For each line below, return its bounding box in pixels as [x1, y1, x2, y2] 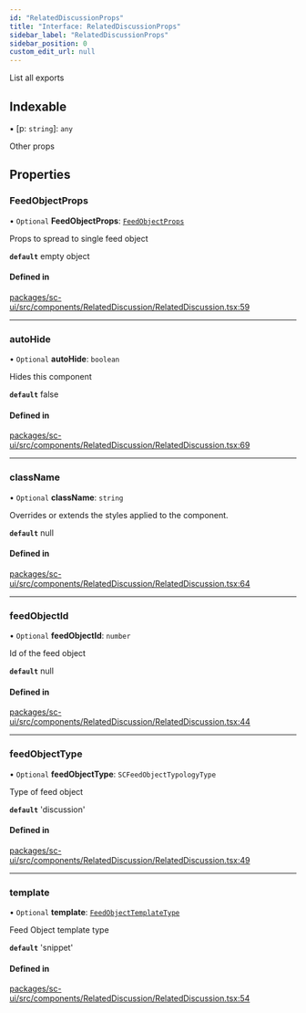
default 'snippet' [9, 942, 74, 954]
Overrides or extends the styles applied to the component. [9, 509, 229, 520]
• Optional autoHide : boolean [9, 353, 120, 365]
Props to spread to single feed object [9, 233, 148, 244]
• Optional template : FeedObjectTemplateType [9, 907, 180, 918]
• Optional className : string [9, 492, 124, 503]
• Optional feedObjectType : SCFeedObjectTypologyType [9, 768, 217, 779]
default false [9, 389, 59, 400]
